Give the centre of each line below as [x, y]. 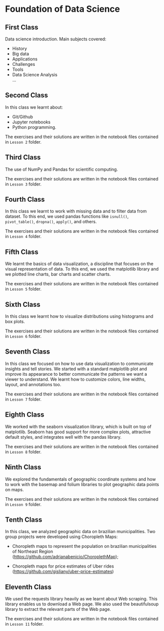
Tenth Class [24, 520]
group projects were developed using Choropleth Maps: [61, 537]
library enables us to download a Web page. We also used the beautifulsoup [82, 604]
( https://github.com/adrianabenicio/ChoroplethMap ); [65, 557]
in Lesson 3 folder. [23, 184]
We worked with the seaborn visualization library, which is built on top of [78, 426]
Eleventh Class [28, 587]
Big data [21, 54]
